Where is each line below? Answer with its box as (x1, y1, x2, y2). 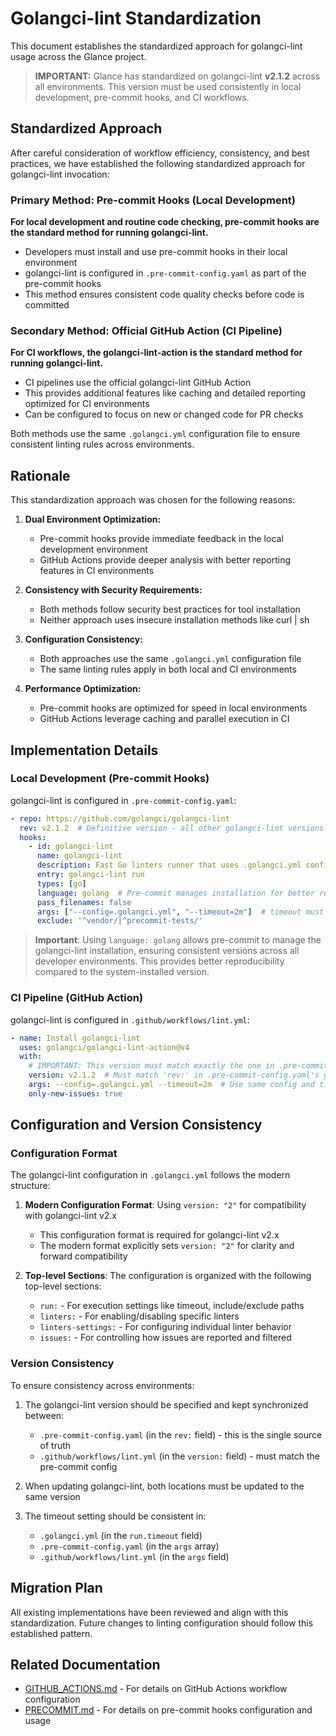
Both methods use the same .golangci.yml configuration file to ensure (10, 428, 301, 440)
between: (24, 1409, 65, 1421)
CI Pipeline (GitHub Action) (10, 991, 144, 1005)
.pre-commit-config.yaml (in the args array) (39, 1540, 220, 1552)
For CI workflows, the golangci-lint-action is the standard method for (10, 347, 303, 359)
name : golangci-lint (36, 851, 123, 861)
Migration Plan (10, 1580, 103, 1597)
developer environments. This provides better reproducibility (34, 955, 285, 967)
